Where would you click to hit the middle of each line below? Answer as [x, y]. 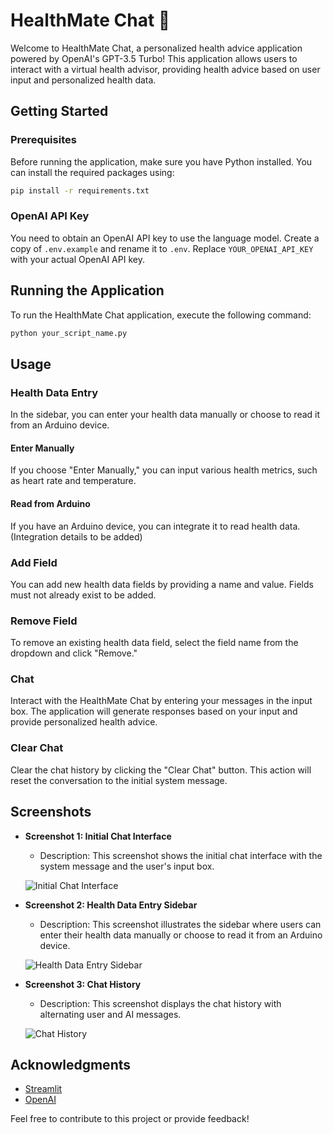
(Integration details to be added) [76, 536]
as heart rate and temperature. [73, 481]
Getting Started [59, 111]
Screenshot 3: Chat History [83, 984]
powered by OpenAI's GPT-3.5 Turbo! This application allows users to [154, 58]
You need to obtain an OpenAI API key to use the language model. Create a [165, 238]
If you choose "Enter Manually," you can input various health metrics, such [164, 470]
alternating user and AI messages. [110, 1014]
